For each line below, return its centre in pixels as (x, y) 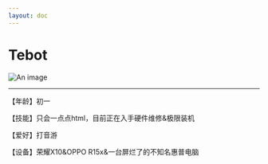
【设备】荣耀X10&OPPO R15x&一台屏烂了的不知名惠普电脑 (104, 151)
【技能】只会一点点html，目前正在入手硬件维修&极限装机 (102, 118)
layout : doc (28, 16)
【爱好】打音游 (33, 135)
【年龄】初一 (29, 101)
